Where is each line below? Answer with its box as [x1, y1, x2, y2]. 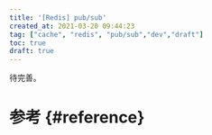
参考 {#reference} [9, 107, 145, 128]
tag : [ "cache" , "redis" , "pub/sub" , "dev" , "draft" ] [9, 30, 204, 39]
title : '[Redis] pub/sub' [9, 13, 106, 22]
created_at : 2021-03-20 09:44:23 [9, 22, 135, 31]
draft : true [9, 47, 54, 56]
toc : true [9, 38, 47, 48]
